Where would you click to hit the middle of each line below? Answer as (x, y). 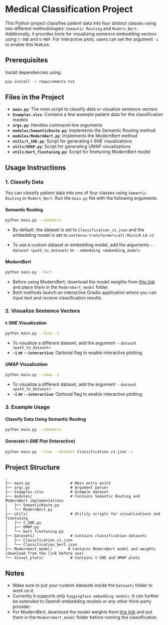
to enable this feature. (28, 44)
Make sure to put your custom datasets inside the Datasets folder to (82, 585)
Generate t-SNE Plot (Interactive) (40, 441)
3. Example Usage (28, 407)
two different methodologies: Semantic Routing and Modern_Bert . (72, 28)
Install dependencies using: (34, 72)
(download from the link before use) (45, 554)
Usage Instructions (36, 167)
